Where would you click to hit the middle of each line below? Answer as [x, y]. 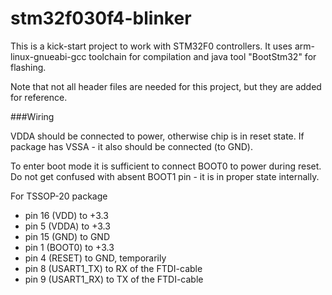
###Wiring [32, 116]
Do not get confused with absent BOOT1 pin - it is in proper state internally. [165, 176]
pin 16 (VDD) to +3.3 [66, 215]
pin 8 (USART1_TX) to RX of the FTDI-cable [113, 268]
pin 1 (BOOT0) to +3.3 [69, 247]
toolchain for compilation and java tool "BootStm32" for [202, 56]
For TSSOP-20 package [59, 196]
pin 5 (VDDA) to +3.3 [67, 226]
